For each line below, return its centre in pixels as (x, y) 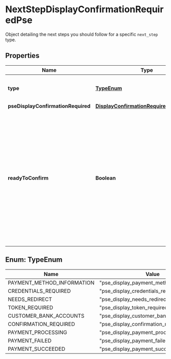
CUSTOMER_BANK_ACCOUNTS (46, 316)
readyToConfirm (28, 178)
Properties (22, 56)
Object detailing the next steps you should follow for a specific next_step (82, 34)
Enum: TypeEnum (34, 260)
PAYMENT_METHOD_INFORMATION (51, 283)
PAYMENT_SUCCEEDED (37, 349)
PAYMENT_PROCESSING (38, 332)
